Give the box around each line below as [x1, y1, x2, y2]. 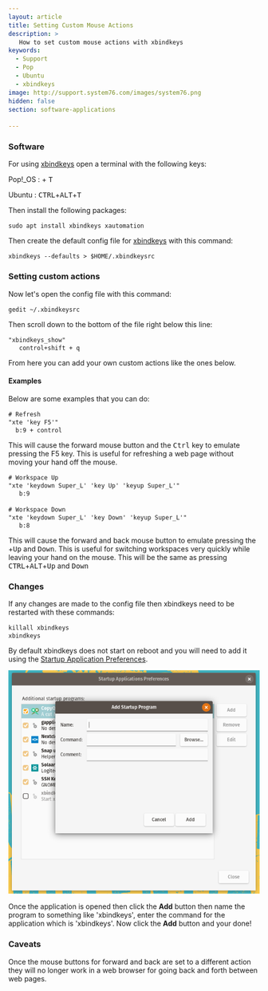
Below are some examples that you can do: [8, 393, 150, 403]
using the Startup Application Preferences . [8, 654, 148, 664]
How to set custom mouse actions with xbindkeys [18, 38, 183, 46]
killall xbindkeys [8, 624, 69, 632]
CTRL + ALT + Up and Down [8, 561, 89, 571]
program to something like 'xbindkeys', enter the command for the [8, 910, 226, 920]
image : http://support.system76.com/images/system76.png [8, 89, 202, 97]
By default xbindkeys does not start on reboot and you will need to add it [8, 646, 247, 656]
